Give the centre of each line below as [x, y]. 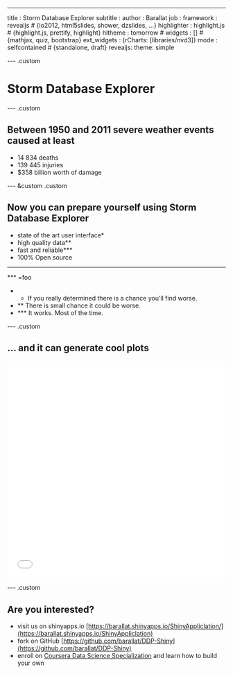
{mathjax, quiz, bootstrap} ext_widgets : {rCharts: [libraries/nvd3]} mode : [112, 40]
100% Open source [45, 257]
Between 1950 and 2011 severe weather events [111, 130]
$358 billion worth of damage [59, 172]
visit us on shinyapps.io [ [53, 626]
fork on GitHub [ [40, 641]
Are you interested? [51, 609]
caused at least [41, 141]
